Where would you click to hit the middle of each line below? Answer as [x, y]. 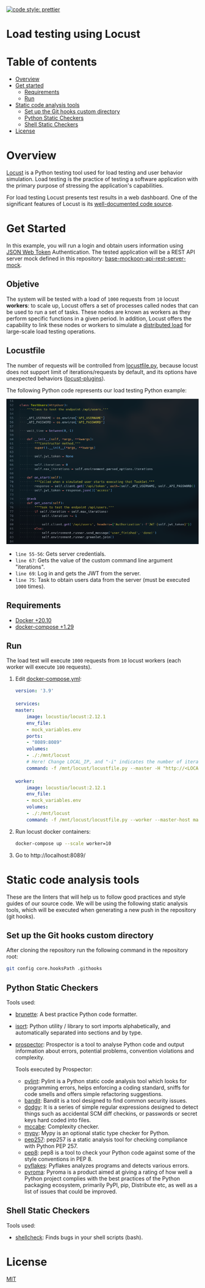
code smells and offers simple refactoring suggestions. [93, 1094]
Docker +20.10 [33, 620]
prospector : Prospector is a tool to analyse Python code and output [100, 1045]
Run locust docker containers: [53, 831]
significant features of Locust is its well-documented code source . [90, 204]
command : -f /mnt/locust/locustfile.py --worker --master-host [108, 820]
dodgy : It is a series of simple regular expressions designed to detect [111, 1107]
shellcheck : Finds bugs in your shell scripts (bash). [79, 1237]
